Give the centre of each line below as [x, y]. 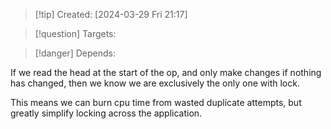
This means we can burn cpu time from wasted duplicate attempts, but [156, 102]
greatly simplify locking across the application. [106, 113]
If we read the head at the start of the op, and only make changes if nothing [166, 72]
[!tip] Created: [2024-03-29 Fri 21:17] [111, 14]
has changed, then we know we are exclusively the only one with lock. [155, 83]
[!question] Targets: [75, 33]
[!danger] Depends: [75, 53]
